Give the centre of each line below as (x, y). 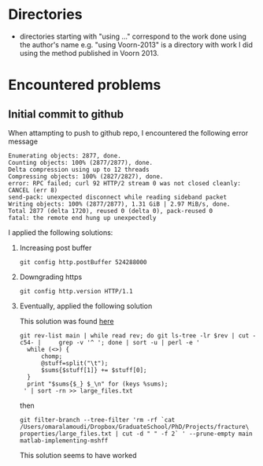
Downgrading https (51, 277)
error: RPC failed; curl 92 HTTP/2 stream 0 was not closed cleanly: (125, 183)
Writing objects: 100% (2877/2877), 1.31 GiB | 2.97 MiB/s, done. (119, 204)
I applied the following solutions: (61, 232)
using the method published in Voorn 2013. (89, 53)
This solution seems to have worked (78, 455)
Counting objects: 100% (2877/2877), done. (81, 162)
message (23, 141)
